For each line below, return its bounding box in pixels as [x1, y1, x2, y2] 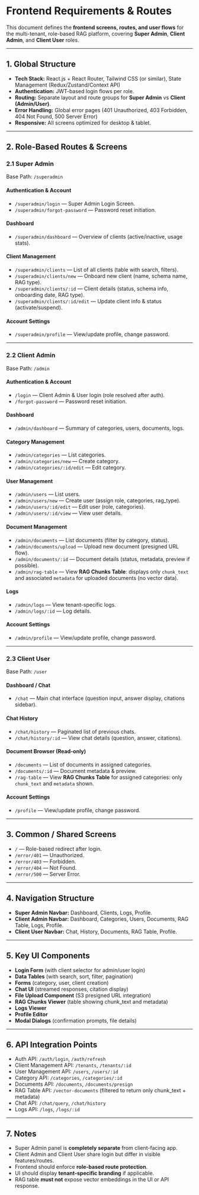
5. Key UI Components [6, 951, 90, 961]
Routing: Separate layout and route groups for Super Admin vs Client [14, 94, 185, 101]
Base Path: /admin [6, 364, 50, 372]
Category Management [6, 438, 65, 445]
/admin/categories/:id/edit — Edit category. [14, 464, 126, 471]
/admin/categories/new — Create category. [14, 458, 120, 465]
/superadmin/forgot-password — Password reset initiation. [14, 206, 156, 213]
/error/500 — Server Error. [14, 870, 81, 877]
